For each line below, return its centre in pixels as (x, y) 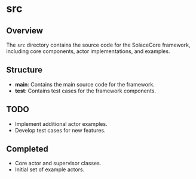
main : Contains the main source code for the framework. (85, 84)
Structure (24, 70)
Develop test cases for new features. (60, 130)
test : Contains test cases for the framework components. (85, 91)
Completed (27, 149)
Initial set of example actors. (50, 169)
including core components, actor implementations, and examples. (88, 51)
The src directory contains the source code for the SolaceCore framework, (98, 45)
